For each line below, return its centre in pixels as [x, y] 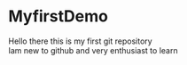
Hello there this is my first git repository [80, 41]
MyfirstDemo [58, 16]
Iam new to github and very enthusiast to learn [93, 50]
